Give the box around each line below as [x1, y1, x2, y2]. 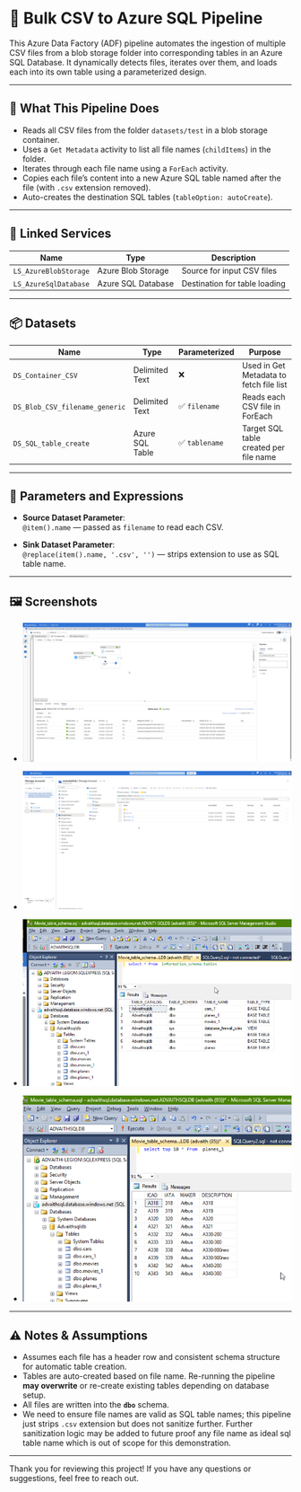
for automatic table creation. [21, 1361, 127, 1373]
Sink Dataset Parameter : [21, 539, 115, 551]
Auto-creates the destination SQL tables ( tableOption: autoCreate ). [21, 191, 273, 202]
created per [241, 442, 285, 453]
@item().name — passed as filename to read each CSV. [21, 522, 224, 533]
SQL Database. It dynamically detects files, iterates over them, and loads [9, 57, 278, 67]
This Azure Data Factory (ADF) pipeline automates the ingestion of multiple [9, 38, 287, 49]
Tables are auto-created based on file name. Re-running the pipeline [21, 1371, 276, 1382]
